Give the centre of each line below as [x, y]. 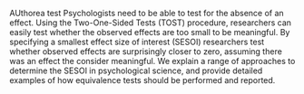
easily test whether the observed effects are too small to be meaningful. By [150, 32]
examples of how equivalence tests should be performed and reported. [142, 80]
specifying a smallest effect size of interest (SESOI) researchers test [137, 42]
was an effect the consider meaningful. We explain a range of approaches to [152, 61]
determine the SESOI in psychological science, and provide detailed [136, 70]
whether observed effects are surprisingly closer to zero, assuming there [146, 52]
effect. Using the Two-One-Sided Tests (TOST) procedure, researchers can [151, 23]
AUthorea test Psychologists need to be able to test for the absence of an [147, 13]
